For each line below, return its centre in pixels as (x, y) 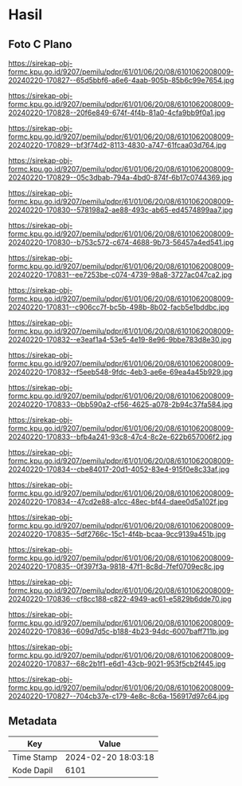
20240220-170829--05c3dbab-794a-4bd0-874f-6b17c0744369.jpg (120, 178)
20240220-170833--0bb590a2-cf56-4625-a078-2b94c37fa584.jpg (121, 404)
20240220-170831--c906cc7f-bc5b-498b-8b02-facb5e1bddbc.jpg (119, 307)
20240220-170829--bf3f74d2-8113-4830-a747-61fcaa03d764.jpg (117, 145)
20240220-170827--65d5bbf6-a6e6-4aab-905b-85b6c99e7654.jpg (121, 80)
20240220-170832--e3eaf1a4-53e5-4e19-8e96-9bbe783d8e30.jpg (120, 340)
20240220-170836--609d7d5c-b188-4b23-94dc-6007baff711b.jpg (119, 631)
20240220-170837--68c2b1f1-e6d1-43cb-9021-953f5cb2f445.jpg (117, 664)
